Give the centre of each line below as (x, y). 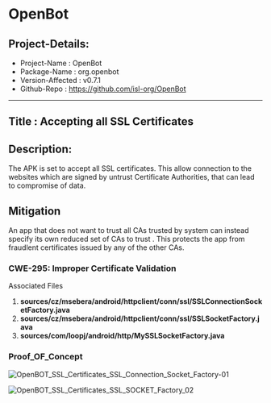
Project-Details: (49, 44)
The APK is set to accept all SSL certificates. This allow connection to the (130, 168)
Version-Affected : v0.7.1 (60, 80)
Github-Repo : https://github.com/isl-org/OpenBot (103, 89)
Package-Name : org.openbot (69, 72)
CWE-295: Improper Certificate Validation (92, 268)
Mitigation (35, 211)
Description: (40, 149)
